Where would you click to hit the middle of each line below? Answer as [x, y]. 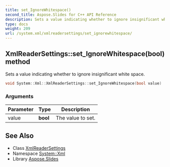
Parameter [21, 109]
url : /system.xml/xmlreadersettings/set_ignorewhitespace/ [69, 33]
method [18, 62]
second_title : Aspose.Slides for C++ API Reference [61, 15]
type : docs [17, 24]
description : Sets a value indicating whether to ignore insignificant [82, 19]
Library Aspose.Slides [35, 159]
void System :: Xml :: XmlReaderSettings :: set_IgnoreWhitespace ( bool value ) [83, 83]
